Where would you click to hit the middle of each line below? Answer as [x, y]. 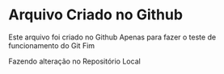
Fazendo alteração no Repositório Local [75, 61]
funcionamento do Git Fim [52, 45]
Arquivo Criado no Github [96, 15]
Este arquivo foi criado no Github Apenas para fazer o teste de [112, 37]
